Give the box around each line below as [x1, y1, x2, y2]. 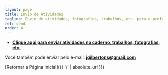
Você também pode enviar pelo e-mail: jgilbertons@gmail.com [5, 54, 136, 60]
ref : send [5, 21, 26, 26]
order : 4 [5, 26, 23, 31]
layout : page [5, 7, 32, 12]
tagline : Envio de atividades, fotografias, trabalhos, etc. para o [5, 16, 151, 21]
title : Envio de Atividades [5, 12, 64, 17]
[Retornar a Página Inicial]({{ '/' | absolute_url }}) [5, 64, 105, 70]
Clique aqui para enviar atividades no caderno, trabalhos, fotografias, [12, 39, 160, 45]
